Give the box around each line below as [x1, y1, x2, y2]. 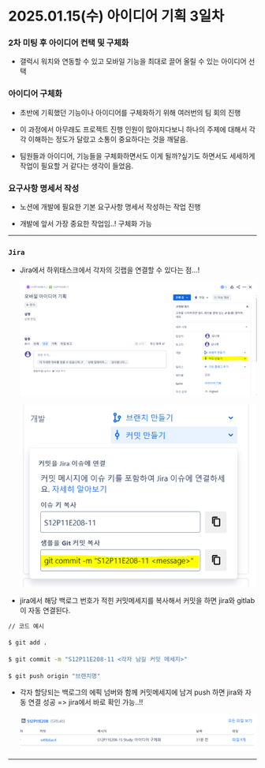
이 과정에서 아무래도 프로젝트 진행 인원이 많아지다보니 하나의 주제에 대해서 [19, 124, 248, 134]
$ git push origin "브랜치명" [8, 672, 101, 680]
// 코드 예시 [8, 622, 45, 630]
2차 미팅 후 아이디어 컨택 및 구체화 [8, 37, 129, 48]
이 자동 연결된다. [19, 605, 71, 615]
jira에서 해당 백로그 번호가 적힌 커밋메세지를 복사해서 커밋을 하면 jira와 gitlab [19, 595, 256, 605]
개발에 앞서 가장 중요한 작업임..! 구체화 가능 [19, 219, 152, 229]
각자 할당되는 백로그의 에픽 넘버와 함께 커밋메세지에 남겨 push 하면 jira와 [19, 687, 244, 697]
